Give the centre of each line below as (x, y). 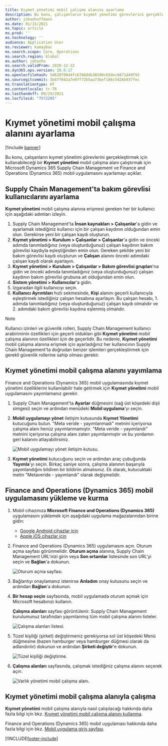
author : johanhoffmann (29, 19)
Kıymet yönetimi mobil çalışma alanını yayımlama (84, 371)
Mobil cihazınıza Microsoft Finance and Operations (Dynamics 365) (83, 510)
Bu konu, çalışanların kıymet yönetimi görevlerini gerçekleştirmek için (76, 157)
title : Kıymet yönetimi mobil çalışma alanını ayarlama (64, 10)
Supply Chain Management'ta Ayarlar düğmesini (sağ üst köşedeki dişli (86, 403)
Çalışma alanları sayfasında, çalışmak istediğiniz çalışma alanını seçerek (87, 666)
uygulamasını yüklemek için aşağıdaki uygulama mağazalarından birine (85, 516)
